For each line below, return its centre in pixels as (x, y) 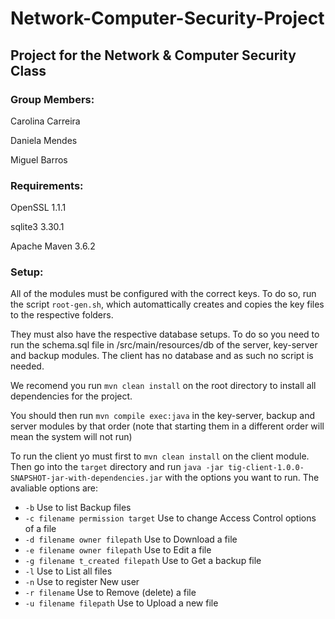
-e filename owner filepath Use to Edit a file (118, 550)
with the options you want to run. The (242, 478)
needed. (27, 366)
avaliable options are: (54, 488)
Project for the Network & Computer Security (153, 55)
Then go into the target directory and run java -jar (117, 467)
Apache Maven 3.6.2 (53, 246)
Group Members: (52, 99)
